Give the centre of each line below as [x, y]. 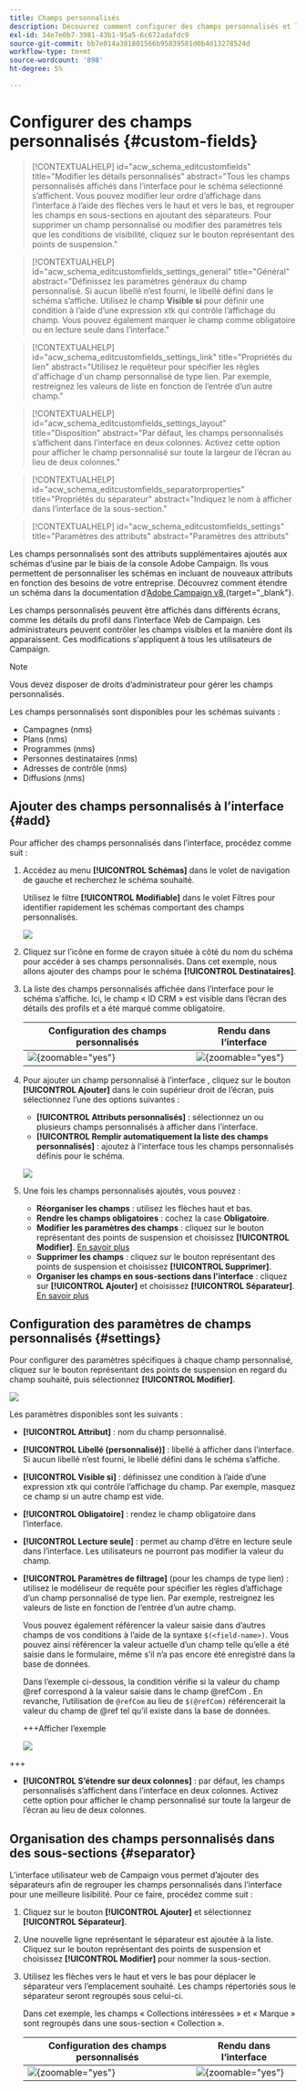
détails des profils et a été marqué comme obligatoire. [124, 1008]
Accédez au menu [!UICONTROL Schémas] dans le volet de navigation [156, 870]
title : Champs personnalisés [65, 18]
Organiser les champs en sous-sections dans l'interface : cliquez [162, 1276]
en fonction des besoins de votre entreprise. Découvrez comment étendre [148, 583]
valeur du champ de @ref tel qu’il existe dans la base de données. [147, 1711]
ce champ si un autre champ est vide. [93, 1496]
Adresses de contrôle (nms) [75, 768]
